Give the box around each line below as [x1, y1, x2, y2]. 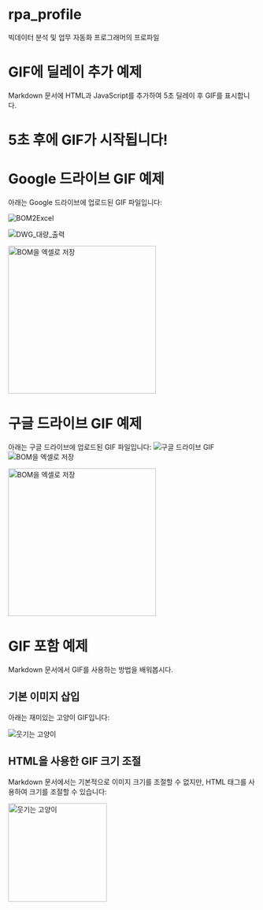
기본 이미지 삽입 [8, 690, 80, 704]
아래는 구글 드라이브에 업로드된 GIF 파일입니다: [8, 442, 152, 451]
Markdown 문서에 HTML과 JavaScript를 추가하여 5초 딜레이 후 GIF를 [8, 91, 223, 100]
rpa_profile [8, 6, 82, 24]
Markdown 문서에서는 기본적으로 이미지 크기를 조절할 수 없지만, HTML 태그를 [8, 777, 247, 786]
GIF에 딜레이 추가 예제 [8, 63, 143, 81]
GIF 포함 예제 [8, 637, 88, 656]
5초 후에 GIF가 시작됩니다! [8, 132, 168, 149]
